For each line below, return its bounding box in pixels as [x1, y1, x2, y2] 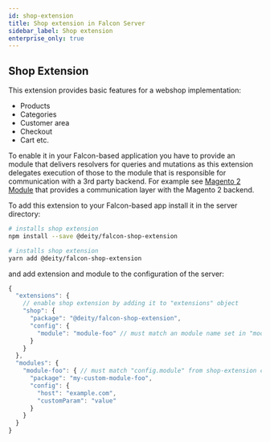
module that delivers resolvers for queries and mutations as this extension [8, 159, 254, 169]
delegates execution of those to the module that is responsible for [8, 168, 227, 178]
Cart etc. [19, 135, 50, 145]
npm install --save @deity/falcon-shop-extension [8, 232, 178, 240]
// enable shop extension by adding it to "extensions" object [22, 299, 239, 308]
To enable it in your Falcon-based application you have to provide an [8, 151, 235, 161]
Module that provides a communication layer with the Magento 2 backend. [8, 185, 255, 195]
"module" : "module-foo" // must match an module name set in [37, 329, 247, 337]
